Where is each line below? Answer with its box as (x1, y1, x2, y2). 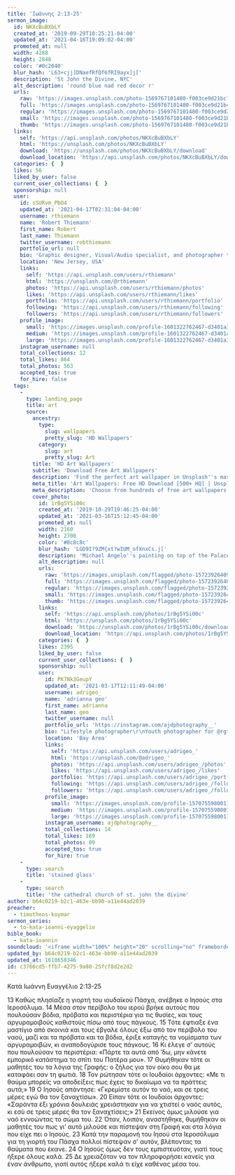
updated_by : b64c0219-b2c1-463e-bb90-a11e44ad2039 (7, 950, 158, 957)
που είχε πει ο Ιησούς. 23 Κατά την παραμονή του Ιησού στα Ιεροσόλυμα (7, 1130, 219, 1139)
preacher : (7, 904, 36, 911)
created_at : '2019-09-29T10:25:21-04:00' (13, 29, 136, 37)
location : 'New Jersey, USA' (20, 258, 105, 265)
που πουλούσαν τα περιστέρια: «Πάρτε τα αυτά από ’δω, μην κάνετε (7, 1048, 208, 1056)
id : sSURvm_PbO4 (20, 199, 68, 207)
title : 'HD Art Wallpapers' (32, 460, 114, 467)
